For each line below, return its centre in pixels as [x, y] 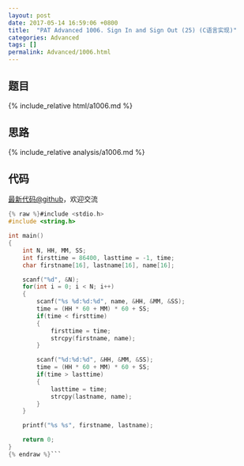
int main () [26, 236]
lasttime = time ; [79, 389]
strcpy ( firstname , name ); [93, 338]
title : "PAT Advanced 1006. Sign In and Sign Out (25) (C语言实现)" [122, 30]
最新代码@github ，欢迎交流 [53, 199]
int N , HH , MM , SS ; [54, 250]
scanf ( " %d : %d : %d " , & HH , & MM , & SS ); [95, 360]
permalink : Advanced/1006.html [60, 52]
